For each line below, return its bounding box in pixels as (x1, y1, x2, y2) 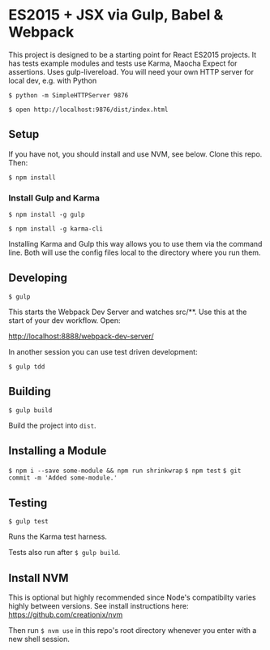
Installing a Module (8, 444, 107, 458)
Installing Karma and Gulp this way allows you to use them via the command (8, 239, 263, 249)
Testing (8, 496, 48, 510)
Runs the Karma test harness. (8, 532, 108, 541)
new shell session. (8, 635, 71, 644)
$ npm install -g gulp (8, 211, 85, 219)
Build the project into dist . (8, 420, 96, 430)
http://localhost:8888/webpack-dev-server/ (8, 331, 154, 341)
